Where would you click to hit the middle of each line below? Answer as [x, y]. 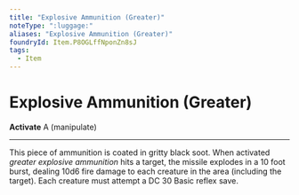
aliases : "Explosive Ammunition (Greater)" [91, 34]
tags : [19, 51]
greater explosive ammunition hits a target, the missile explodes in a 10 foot [148, 161]
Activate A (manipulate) [53, 127]
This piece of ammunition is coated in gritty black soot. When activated [140, 152]
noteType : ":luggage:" [51, 26]
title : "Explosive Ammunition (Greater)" [87, 17]
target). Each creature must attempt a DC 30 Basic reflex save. [124, 180]
